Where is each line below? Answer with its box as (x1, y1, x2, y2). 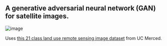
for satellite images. (5, 12, 69, 21)
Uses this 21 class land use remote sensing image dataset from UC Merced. (5, 35, 162, 41)
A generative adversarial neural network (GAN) (5, 4, 156, 13)
